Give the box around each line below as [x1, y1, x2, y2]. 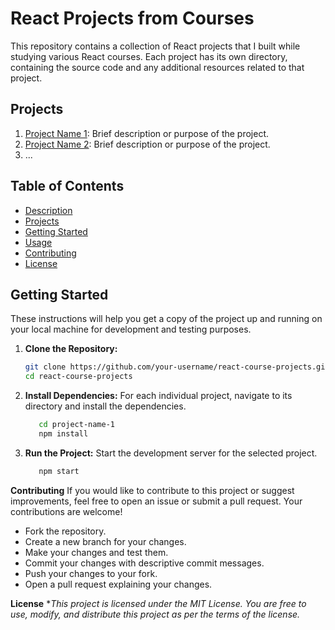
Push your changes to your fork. [24, 567, 158, 579]
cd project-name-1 [38, 420, 115, 430]
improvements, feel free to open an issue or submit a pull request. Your [10, 495, 303, 507]
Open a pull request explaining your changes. [24, 578, 213, 590]
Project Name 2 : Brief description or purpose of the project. [24, 138, 271, 150]
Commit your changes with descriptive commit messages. [24, 557, 265, 569]
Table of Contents [10, 178, 125, 195]
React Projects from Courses [10, 7, 255, 30]
